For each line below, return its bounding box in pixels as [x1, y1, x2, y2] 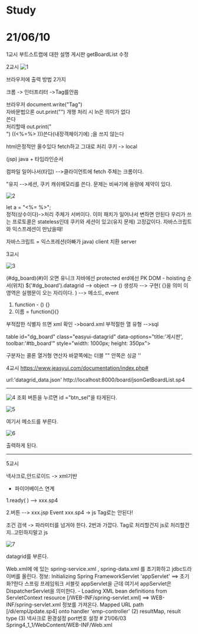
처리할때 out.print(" [6, 123, 52, 130]
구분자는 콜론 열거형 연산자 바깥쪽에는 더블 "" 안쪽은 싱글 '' [6, 352, 141, 359]
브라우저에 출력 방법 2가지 [6, 76, 67, 83]
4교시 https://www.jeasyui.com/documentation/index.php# [6, 364, 149, 372]
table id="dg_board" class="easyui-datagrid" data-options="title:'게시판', [6, 333, 183, 340]
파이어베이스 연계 [14, 485, 55, 492]
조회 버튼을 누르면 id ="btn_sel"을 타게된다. [16, 394, 118, 401]
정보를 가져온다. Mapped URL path [62, 601, 144, 608]
